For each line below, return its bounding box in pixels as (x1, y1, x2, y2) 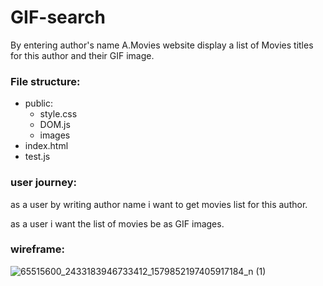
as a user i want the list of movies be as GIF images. (10, 217, 225, 230)
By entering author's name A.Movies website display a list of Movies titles (10, 39, 314, 51)
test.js (24, 151, 51, 163)
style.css (39, 108, 78, 120)
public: (24, 97, 54, 110)
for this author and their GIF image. (10, 49, 155, 61)
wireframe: (10, 242, 65, 256)
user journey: (10, 176, 78, 190)
